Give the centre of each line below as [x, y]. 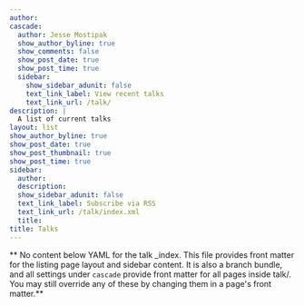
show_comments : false [59, 52]
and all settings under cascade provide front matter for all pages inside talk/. [151, 274]
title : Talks [34, 229]
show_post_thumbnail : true [60, 153]
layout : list [34, 128]
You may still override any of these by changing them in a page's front [141, 283]
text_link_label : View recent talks [95, 94]
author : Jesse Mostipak [62, 35]
